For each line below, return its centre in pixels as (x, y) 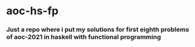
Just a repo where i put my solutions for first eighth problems (98, 30)
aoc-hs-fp (33, 11)
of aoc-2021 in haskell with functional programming (84, 37)
